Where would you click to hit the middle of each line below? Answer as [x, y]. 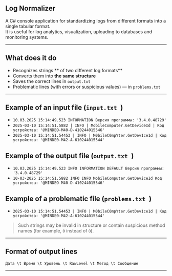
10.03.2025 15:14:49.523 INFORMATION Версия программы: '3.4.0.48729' [90, 120]
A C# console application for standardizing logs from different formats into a [86, 20]
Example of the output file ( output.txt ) [70, 156]
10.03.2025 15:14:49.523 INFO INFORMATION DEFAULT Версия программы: [89, 168]
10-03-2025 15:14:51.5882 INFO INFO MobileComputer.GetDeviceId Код [87, 179]
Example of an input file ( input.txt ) [64, 108]
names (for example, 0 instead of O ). [56, 231]
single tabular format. [28, 26]
